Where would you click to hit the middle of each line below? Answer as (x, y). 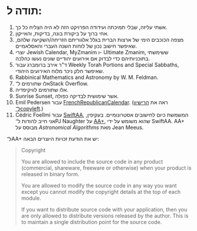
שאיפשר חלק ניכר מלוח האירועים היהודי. (60, 71)
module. (31, 198)
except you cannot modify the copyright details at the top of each (101, 192)
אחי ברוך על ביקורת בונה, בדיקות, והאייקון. (62, 33)
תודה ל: (24, 11)
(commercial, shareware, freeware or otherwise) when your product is (106, 168)
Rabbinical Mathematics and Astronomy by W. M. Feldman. (87, 77)
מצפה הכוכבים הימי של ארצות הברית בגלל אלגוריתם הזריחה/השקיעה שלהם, (99, 39)
